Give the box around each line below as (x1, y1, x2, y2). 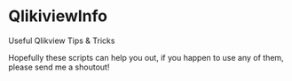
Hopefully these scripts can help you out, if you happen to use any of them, (8, 52, 285, 63)
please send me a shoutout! (8, 62, 110, 72)
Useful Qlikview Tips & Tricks (8, 35, 115, 46)
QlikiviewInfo (8, 6, 108, 26)
